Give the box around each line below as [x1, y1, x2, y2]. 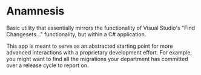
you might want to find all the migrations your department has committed [6, 55, 188, 62]
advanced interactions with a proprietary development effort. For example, [6, 48, 193, 56]
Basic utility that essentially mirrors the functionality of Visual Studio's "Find [6, 24, 196, 31]
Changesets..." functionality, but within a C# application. [6, 30, 147, 37]
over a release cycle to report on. [6, 62, 89, 69]
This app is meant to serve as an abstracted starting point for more [6, 42, 173, 50]
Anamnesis [6, 4, 65, 18]
